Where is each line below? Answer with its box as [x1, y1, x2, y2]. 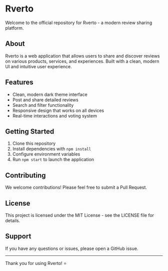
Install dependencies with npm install [12, 146, 91, 152]
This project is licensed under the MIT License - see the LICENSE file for [5, 212, 154, 218]
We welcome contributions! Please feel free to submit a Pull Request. [5, 184, 147, 191]
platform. [5, 25, 24, 31]
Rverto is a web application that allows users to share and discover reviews [5, 53, 160, 59]
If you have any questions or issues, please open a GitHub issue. [5, 245, 138, 251]
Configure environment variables [12, 151, 80, 157]
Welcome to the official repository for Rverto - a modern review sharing [5, 20, 152, 26]
